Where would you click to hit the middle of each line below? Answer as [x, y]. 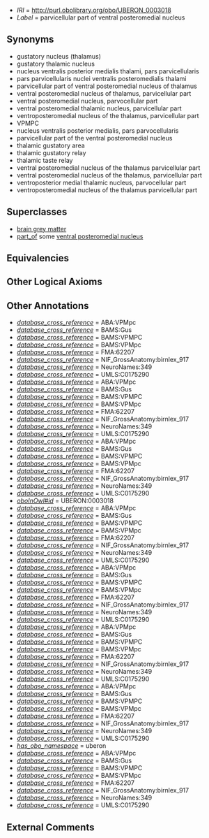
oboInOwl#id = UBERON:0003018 [65, 501]
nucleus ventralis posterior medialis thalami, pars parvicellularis [108, 71]
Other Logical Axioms [54, 282]
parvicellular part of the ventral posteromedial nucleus [94, 138]
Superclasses [37, 212]
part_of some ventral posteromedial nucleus [80, 236]
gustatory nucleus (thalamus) [59, 56]
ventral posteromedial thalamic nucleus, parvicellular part [99, 108]
